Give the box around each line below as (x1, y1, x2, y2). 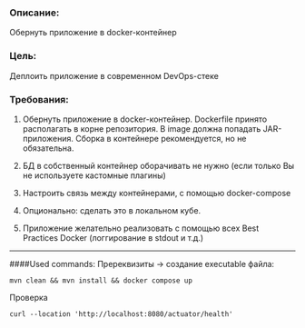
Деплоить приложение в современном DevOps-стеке (9, 70, 220, 81)
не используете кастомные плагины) (22, 170, 166, 181)
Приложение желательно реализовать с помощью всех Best (22, 223, 260, 234)
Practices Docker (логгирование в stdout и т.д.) (22, 232, 204, 243)
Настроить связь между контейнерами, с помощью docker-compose (22, 187, 291, 198)
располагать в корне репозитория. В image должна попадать (22, 123, 261, 134)
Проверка (9, 292, 48, 303)
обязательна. (22, 143, 74, 154)
